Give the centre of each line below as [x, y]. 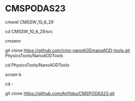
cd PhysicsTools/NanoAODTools [37, 65]
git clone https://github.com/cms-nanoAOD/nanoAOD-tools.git [67, 50]
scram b [13, 74]
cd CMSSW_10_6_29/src [29, 31]
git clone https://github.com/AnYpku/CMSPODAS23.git [60, 93]
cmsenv [13, 41]
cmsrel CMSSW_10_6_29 [29, 22]
